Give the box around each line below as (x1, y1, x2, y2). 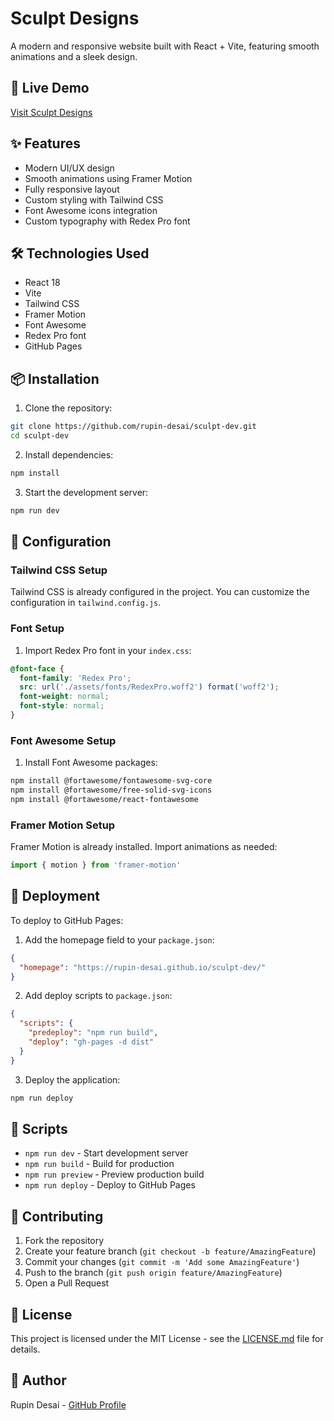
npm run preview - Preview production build (24, 1168, 205, 1181)
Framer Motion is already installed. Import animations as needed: (10, 841, 278, 853)
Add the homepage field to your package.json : (24, 933, 215, 946)
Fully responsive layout (24, 183, 120, 195)
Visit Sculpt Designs (10, 106, 93, 118)
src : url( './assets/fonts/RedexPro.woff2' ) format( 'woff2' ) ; (19, 682, 280, 692)
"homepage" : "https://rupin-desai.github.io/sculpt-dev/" (19, 962, 267, 972)
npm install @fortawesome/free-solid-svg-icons (10, 785, 213, 796)
